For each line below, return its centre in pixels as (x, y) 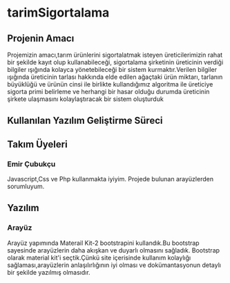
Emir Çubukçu (31, 164)
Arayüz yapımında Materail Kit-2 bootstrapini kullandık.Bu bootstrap (103, 243)
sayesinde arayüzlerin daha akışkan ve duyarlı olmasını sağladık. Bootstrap (113, 250)
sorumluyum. (26, 186)
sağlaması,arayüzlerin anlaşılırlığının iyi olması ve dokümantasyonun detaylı (114, 265)
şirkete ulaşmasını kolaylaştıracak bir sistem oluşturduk (85, 99)
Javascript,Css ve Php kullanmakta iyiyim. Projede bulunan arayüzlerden (111, 179)
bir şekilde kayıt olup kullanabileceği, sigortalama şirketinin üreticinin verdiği (115, 62)
